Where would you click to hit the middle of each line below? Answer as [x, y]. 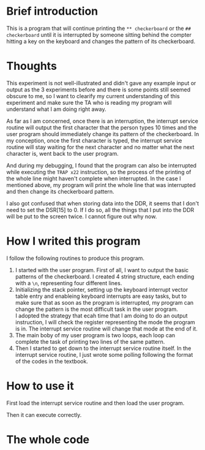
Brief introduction [52, 11]
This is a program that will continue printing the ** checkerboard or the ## [99, 28]
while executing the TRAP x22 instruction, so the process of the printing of [99, 172]
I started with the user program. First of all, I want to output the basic [102, 270]
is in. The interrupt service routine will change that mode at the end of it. [106, 329]
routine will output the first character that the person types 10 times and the [102, 128]
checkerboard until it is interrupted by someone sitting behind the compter [99, 34]
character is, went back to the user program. [62, 153]
